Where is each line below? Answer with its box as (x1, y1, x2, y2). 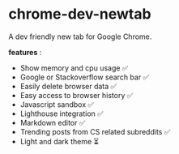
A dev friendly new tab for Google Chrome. (8, 32, 152, 41)
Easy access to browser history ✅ (19, 90, 134, 100)
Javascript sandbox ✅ (19, 99, 95, 109)
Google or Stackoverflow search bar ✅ (19, 72, 150, 82)
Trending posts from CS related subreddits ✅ (19, 126, 171, 136)
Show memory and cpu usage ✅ (19, 62, 129, 73)
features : (8, 47, 42, 57)
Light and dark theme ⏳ (19, 136, 100, 146)
